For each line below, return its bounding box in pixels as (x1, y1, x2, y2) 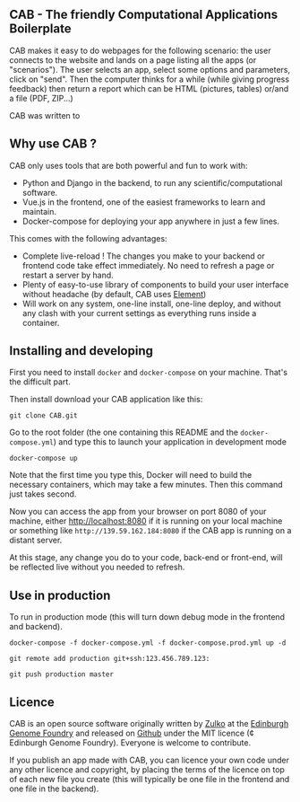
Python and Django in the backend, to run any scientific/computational (21, 177, 283, 188)
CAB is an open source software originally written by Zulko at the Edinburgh (9, 718, 289, 729)
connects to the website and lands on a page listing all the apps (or (9, 54, 257, 66)
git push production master (9, 670, 115, 679)
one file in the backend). (9, 783, 99, 794)
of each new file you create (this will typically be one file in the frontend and (9, 774, 290, 785)
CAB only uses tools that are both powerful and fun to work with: (9, 160, 248, 171)
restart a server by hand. (21, 269, 114, 280)
